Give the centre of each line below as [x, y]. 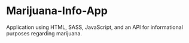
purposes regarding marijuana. [44, 33]
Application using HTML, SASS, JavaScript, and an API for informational [95, 27]
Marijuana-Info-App [57, 11]
